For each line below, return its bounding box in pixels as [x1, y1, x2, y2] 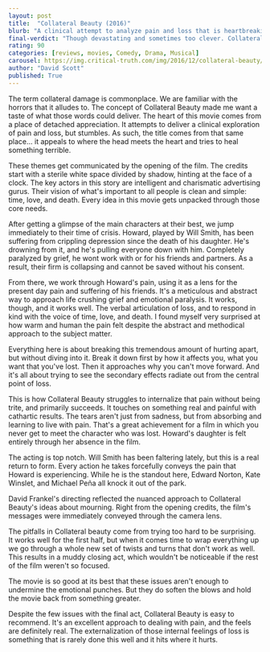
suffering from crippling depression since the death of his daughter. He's [8, 236, 250, 246]
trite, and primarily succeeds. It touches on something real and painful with [8, 402, 257, 412]
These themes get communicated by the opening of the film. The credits [8, 160, 248, 170]
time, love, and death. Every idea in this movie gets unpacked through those [8, 195, 260, 204]
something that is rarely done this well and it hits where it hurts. [8, 634, 219, 644]
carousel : [8, 57, 42, 65]
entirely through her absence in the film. [8, 436, 141, 447]
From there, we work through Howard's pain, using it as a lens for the [8, 277, 238, 287]
